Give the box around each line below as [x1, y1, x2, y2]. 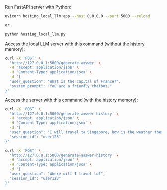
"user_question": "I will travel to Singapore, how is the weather [9, 130, 153, 135]
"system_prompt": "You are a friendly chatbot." [9, 83, 112, 89]
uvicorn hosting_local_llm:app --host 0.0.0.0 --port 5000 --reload [5, 14, 150, 19]
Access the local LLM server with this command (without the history [5, 41, 145, 47]
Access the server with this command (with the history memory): [5, 97, 138, 103]
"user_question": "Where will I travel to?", [9, 171, 106, 176]
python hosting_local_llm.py [5, 32, 66, 37]
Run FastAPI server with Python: [5, 4, 71, 10]
